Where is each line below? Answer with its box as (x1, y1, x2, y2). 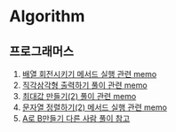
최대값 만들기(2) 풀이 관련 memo (21, 91, 137, 101)
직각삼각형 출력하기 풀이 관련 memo (21, 80, 148, 90)
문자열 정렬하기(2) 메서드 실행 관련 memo (21, 102, 167, 113)
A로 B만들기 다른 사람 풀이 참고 (21, 113, 131, 123)
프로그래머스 (9, 43, 74, 58)
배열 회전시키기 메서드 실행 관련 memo (21, 69, 157, 79)
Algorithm (9, 6, 85, 27)
